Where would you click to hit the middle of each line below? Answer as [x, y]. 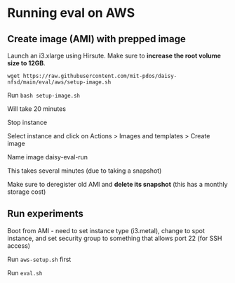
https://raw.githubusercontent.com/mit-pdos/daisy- [100, 76]
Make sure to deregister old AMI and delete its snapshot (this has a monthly [117, 184]
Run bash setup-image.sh [44, 95]
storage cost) [27, 192]
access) [19, 245]
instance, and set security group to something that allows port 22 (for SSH [115, 238]
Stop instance [27, 122]
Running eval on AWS [71, 13]
